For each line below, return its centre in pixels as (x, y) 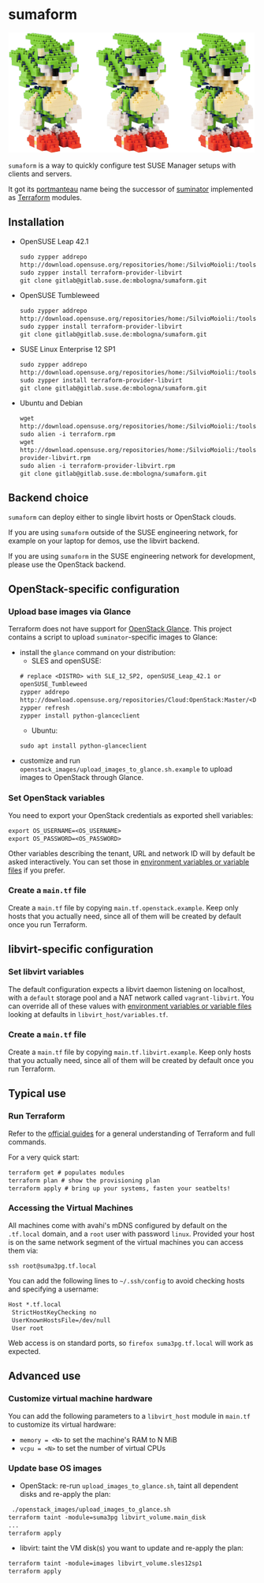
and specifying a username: (54, 1289)
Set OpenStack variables (56, 798)
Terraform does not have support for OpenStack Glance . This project (120, 629)
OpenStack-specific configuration (94, 589)
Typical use (37, 1093)
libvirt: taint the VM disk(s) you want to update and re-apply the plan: (132, 1547)
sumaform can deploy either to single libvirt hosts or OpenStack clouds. (122, 517)
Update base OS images (55, 1468)
